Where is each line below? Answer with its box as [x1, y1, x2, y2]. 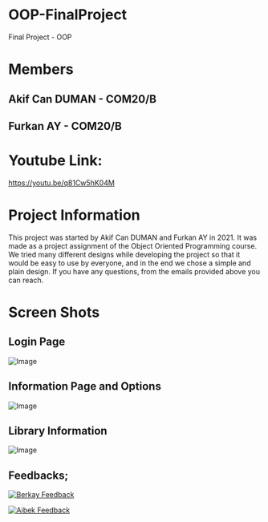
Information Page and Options [8, 379, 162, 394]
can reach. [8, 275, 44, 285]
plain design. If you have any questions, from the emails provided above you [8, 266, 261, 276]
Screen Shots [8, 303, 100, 322]
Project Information [8, 206, 140, 225]
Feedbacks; [8, 468, 69, 482]
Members [8, 60, 74, 79]
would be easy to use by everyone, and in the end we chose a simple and [8, 258, 251, 268]
